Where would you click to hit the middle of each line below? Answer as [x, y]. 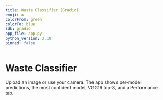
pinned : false [20, 43]
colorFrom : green [24, 19]
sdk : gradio [18, 29]
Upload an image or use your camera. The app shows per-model [73, 82]
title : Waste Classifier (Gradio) [42, 10]
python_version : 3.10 [28, 39]
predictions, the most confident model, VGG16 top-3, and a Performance [82, 87]
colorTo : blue [20, 24]
